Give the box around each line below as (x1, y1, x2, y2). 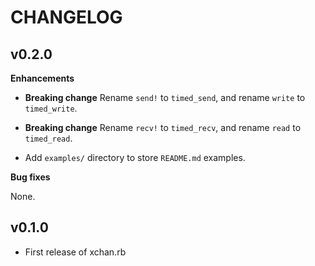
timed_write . (24, 102, 78, 114)
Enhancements (10, 72, 75, 84)
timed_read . (24, 132, 73, 144)
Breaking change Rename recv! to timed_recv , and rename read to (24, 122, 302, 133)
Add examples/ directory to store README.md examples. (24, 152, 246, 163)
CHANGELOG (10, 6, 123, 29)
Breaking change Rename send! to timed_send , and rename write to (24, 92, 306, 103)
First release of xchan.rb (24, 246, 127, 258)
